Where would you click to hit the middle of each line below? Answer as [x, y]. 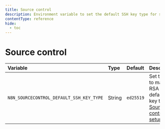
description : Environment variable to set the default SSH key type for [81, 14]
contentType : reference [29, 19]
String [115, 98]
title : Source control [28, 10]
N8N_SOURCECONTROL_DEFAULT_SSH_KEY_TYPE [55, 98]
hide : [11, 23]
